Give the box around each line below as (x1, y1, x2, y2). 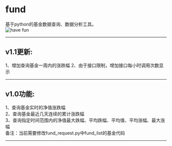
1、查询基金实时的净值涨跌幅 (5, 104, 66, 110)
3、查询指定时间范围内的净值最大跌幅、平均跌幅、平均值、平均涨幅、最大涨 (5, 117, 165, 123)
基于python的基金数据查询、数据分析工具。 (5, 21, 96, 27)
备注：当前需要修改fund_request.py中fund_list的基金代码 (5, 130, 125, 136)
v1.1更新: (5, 47, 33, 57)
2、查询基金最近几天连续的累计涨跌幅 (5, 111, 84, 117)
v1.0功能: (5, 90, 35, 99)
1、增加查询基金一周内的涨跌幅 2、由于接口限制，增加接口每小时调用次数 (5, 62, 160, 68)
